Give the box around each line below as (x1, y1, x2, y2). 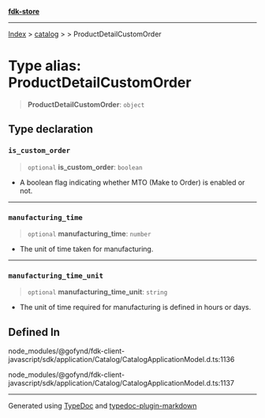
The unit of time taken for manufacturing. (19, 244, 154, 253)
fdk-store (8, 7, 40, 16)
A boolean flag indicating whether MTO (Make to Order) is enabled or (19, 177, 245, 187)
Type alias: (8, 57, 81, 75)
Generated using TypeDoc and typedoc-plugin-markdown (8, 401, 197, 411)
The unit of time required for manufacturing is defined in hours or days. (19, 303, 252, 312)
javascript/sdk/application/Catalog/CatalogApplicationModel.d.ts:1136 (8, 355, 235, 364)
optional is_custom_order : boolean (27, 162, 144, 172)
